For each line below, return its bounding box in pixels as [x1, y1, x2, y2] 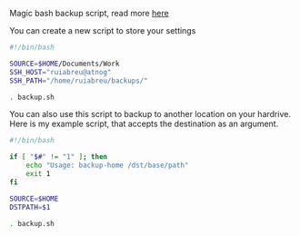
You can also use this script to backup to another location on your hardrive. [9, 109, 291, 120]
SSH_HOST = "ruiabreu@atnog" [9, 67, 112, 76]
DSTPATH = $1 [9, 202, 51, 211]
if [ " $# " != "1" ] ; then [9, 152, 107, 162]
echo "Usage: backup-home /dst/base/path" [25, 161, 189, 171]
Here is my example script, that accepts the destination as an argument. [9, 118, 279, 130]
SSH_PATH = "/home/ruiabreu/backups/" [9, 76, 148, 85]
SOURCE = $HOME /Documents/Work [9, 59, 120, 68]
